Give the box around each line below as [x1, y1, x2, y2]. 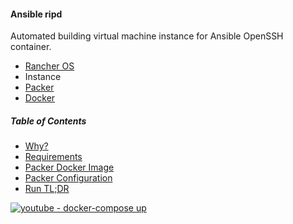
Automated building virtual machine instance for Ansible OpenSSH [10, 30, 284, 42]
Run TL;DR [24, 183, 70, 195]
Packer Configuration [24, 172, 113, 184]
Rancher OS [24, 60, 75, 72]
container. [10, 41, 52, 53]
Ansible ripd [10, 8, 63, 20]
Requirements [24, 151, 83, 163]
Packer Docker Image [24, 161, 115, 174]
